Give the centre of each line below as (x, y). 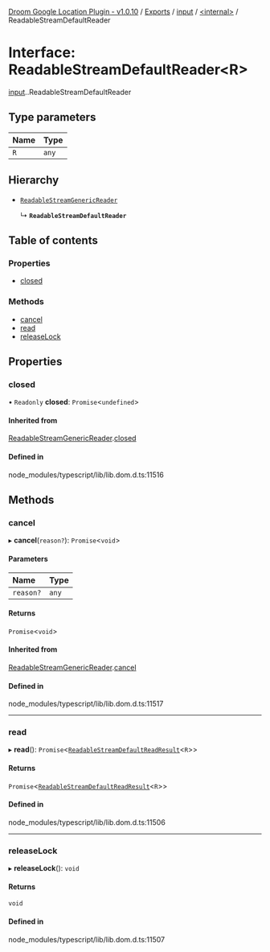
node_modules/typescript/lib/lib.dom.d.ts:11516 (86, 475)
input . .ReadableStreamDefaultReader (70, 92)
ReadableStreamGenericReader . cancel (72, 667)
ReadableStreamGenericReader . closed (72, 439)
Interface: (42, 53)
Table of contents (53, 240)
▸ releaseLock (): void (44, 868)
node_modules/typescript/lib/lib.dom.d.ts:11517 (86, 704)
